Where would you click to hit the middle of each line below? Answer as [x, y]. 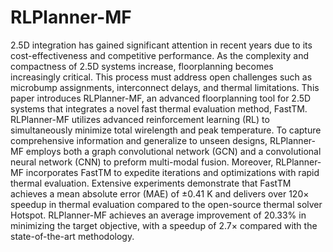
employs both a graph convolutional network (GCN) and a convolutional [173, 151]
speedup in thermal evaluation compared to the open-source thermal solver [166, 204]
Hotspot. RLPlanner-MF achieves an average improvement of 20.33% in [158, 215]
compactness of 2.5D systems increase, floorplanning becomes [142, 66]
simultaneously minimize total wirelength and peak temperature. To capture [166, 130]
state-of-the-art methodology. [72, 236]
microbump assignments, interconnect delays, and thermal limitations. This [165, 87]
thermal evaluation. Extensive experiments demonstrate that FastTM [151, 183]
